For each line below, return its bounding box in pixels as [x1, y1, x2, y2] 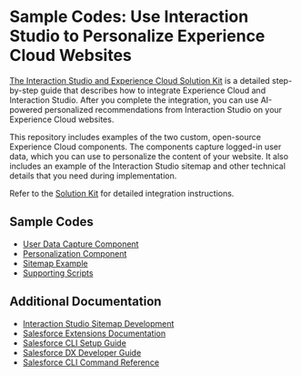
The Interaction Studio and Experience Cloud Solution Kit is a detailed [9, 75, 270, 86]
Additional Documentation [9, 294, 162, 310]
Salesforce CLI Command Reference [22, 357, 160, 368]
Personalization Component [22, 248, 127, 259]
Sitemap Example [22, 258, 88, 269]
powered [9, 104, 43, 115]
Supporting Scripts [22, 267, 94, 279]
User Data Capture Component [22, 239, 139, 249]
